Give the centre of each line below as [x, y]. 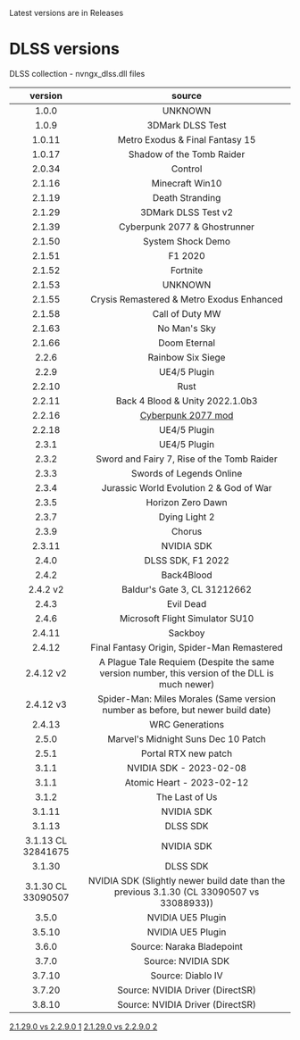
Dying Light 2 [187, 517]
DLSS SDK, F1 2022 [187, 560]
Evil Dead [187, 603]
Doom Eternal [187, 343]
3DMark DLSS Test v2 [187, 212]
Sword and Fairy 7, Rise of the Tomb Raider [187, 459]
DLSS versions [65, 49]
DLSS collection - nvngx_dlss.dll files [77, 73]
